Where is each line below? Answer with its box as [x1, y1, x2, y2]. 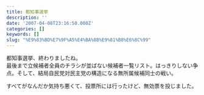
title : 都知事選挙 [6, 8, 49, 15]
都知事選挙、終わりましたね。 [6, 54, 81, 61]
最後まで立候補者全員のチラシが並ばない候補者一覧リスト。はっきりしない [6, 62, 193, 69]
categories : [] [6, 25, 45, 32]
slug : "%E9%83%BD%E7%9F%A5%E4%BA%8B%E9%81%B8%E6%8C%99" [6, 37, 151, 43]
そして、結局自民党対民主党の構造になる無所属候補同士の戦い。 [16, 70, 177, 76]
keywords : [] [6, 31, 40, 38]
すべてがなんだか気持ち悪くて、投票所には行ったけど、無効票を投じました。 [6, 82, 197, 90]
